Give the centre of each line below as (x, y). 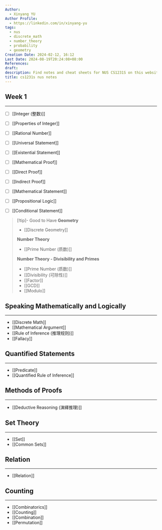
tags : (10, 28)
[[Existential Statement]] (36, 152)
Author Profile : (21, 18)
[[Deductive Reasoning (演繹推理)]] (47, 407)
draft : (12, 68)
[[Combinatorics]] (30, 507)
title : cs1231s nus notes (31, 77)
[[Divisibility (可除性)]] (46, 275)
